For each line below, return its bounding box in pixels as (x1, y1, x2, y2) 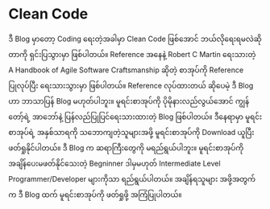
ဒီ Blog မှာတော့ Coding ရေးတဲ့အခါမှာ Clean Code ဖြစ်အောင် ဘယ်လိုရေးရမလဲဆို (8, 34, 262, 43)
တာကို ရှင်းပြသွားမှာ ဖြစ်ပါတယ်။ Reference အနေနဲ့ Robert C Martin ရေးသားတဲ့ (8, 49, 256, 59)
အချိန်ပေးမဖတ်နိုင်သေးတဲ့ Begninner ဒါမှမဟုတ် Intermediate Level (8, 158, 221, 168)
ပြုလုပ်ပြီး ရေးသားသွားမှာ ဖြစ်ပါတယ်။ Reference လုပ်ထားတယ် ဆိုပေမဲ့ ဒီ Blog (8, 80, 254, 90)
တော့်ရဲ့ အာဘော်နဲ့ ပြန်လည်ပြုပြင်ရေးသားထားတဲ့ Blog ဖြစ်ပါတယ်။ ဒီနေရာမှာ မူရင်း (8, 112, 263, 121)
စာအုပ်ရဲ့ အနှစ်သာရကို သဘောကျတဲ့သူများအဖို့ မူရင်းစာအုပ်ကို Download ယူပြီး (8, 127, 255, 137)
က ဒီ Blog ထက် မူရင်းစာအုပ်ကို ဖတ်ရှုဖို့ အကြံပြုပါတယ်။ (8, 190, 182, 199)
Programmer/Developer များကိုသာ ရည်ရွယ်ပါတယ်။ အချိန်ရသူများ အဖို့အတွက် (8, 174, 256, 183)
